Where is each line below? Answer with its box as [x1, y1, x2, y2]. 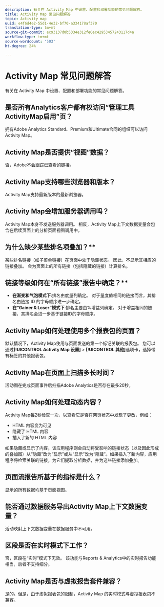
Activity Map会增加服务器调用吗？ [5, 207, 109, 216]
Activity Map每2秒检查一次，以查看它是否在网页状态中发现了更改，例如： [5, 412, 153, 418]
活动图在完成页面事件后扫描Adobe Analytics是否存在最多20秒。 [5, 382, 133, 388]
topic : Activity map [5, 16, 47, 21]
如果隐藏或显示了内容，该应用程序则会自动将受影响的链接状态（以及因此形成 [5, 445, 159, 450]
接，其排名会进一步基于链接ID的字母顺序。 [12, 311, 98, 317]
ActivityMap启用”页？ [5, 112, 73, 120]
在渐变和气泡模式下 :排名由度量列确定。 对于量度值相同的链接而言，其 [12, 292, 152, 298]
